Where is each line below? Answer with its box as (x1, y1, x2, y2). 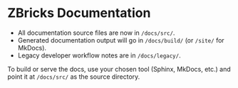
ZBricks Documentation (7, 5, 151, 21)
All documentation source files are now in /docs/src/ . (17, 28, 175, 37)
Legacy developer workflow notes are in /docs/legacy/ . (17, 51, 181, 60)
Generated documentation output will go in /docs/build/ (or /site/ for (17, 35, 224, 44)
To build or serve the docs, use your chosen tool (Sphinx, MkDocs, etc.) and (7, 65, 232, 73)
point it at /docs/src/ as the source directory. (7, 72, 140, 81)
